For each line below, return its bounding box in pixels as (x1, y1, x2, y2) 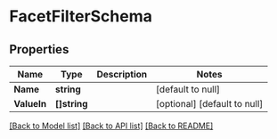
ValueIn (13, 98, 47, 110)
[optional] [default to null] (155, 98, 264, 110)
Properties (9, 42, 69, 57)
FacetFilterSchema (9, 6, 153, 27)
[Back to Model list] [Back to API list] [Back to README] (9, 120, 214, 131)
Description (96, 69, 148, 80)
